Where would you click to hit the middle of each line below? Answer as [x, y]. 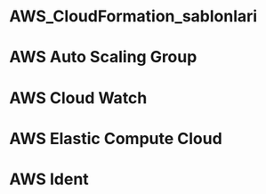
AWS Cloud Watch [78, 97]
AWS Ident [49, 179]
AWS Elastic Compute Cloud [116, 138]
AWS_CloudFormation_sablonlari [133, 16]
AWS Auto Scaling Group [103, 57]
